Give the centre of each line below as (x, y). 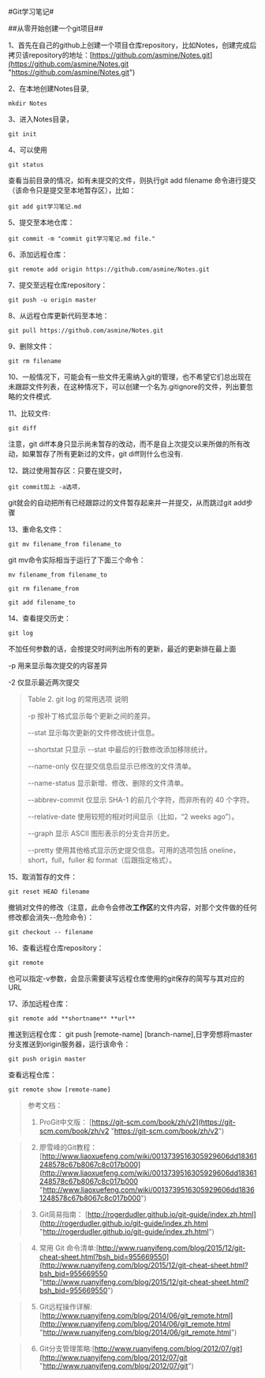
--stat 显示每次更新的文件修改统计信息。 (93, 732)
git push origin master (47, 1059)
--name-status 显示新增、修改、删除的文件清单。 (107, 783)
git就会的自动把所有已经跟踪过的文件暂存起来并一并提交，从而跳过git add (127, 503)
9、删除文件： (31, 346)
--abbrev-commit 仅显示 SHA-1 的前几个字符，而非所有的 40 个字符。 (140, 800)
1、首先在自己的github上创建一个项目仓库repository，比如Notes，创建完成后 (132, 45)
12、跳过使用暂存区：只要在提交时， (67, 471)
